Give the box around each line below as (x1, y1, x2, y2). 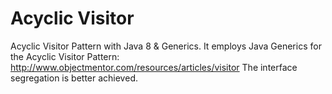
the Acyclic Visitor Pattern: (10, 50, 120, 62)
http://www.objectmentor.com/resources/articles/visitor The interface (10, 61, 298, 73)
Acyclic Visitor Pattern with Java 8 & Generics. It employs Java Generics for (10, 40, 322, 52)
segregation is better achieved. (10, 72, 138, 84)
